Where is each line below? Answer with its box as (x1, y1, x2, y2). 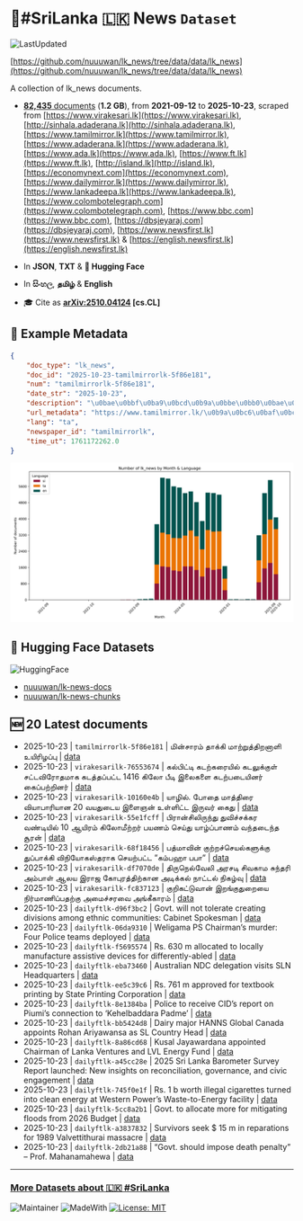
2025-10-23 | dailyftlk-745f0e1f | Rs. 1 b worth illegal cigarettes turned (22, 1083, 291, 1095)
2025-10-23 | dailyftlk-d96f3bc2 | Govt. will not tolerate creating (22, 903, 266, 914)
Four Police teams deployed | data (22, 931, 151, 942)
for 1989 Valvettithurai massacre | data (22, 1132, 167, 1143)
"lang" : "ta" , (26, 417, 79, 426)
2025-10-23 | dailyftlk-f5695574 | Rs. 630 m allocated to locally (22, 940, 264, 951)
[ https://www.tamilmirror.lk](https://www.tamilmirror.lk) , (22, 129, 230, 139)
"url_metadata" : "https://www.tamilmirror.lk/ (26, 408, 204, 417)
